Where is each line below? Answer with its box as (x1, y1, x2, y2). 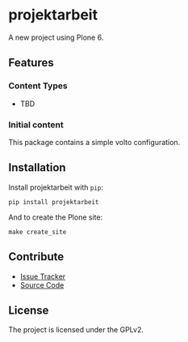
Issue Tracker (19, 271, 66, 281)
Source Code (19, 280, 65, 289)
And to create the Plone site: (8, 212, 103, 222)
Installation (8, 160, 66, 175)
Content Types (8, 80, 68, 92)
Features (8, 56, 54, 70)
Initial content (8, 119, 65, 130)
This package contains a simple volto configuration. (8, 137, 181, 147)
